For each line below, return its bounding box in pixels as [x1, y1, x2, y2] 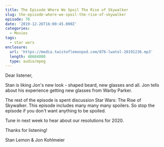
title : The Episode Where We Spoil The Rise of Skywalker [5, 7, 128, 13]
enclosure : [5, 45, 28, 50]
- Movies [9, 31, 28, 36]
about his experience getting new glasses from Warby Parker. [5, 87, 132, 93]
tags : [5, 36, 16, 41]
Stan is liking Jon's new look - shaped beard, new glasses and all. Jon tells [5, 82, 159, 88]
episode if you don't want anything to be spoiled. [5, 108, 106, 114]
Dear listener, [5, 72, 33, 78]
